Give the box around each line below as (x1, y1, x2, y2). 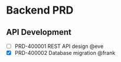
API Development (6, 27, 72, 37)
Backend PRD (6, 4, 74, 17)
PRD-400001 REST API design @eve (14, 43, 104, 50)
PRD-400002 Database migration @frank (14, 50, 116, 57)
